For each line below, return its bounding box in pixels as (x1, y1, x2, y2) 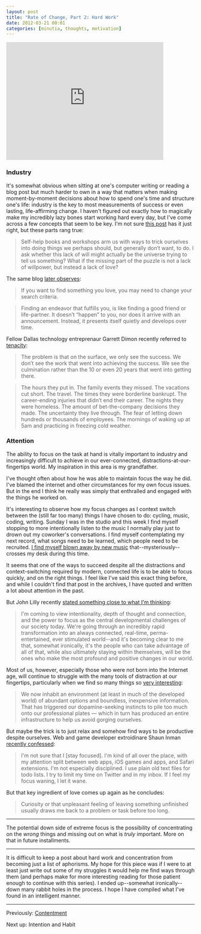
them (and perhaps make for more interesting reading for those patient (6, 873, 181, 880)
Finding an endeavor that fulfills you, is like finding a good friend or (20, 305, 187, 312)
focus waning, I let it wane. (20, 777, 87, 784)
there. (20, 372, 36, 379)
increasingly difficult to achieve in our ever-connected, (6, 457, 141, 464)
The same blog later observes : (6, 275, 82, 282)
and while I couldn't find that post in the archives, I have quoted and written (6, 580, 193, 588)
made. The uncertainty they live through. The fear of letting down (20, 409, 182, 416)
